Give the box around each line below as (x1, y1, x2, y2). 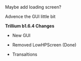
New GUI (12, 33, 31, 38)
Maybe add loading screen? (5, 4, 61, 10)
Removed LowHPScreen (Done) (12, 42, 77, 48)
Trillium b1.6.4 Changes (5, 23, 55, 29)
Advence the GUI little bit (5, 14, 55, 19)
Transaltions (12, 51, 38, 57)
